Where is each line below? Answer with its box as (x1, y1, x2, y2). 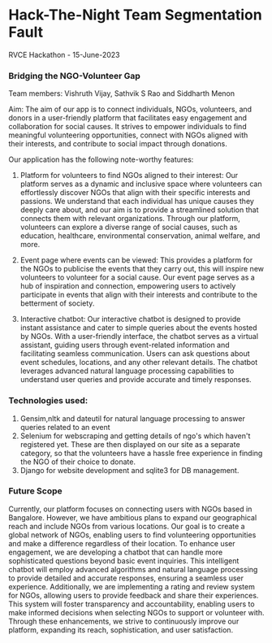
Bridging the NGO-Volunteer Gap (8, 70, 140, 81)
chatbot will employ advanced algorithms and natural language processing (8, 564, 258, 574)
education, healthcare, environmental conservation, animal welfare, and (19, 231, 261, 241)
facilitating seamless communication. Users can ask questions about (19, 349, 250, 358)
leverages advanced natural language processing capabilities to (19, 366, 235, 376)
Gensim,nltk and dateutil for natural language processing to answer (19, 413, 245, 424)
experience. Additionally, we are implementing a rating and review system (8, 581, 256, 591)
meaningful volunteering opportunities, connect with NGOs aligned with (8, 130, 248, 140)
